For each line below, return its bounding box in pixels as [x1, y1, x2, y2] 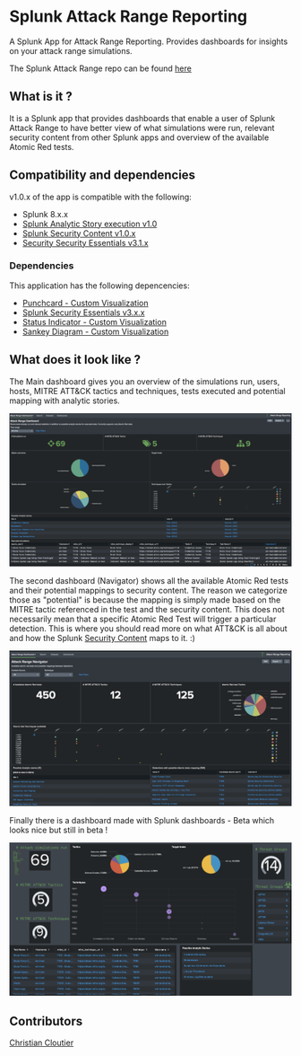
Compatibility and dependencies [9, 168, 195, 183]
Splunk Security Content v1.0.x [21, 227, 136, 239]
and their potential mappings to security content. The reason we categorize [9, 585, 288, 596]
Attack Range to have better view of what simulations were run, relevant [9, 122, 275, 133]
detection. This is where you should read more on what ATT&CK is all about [9, 623, 288, 634]
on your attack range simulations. [9, 45, 133, 56]
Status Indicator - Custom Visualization [21, 316, 168, 327]
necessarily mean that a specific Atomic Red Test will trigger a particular [9, 613, 277, 625]
